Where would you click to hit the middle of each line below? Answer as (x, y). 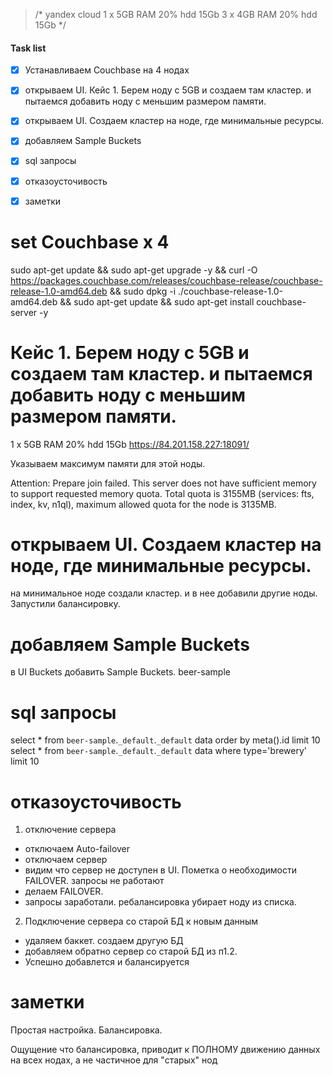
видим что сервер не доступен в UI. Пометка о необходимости (160, 870)
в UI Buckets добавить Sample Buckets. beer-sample (120, 672)
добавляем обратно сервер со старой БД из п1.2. (131, 951)
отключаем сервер (66, 860)
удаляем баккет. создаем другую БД (104, 941)
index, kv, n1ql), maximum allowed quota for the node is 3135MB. (143, 504)
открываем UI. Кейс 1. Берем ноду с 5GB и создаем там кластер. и (168, 90)
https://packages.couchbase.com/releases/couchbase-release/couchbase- (166, 280)
